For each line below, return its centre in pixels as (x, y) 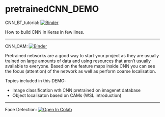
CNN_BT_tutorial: (22, 23)
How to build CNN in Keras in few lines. (45, 32)
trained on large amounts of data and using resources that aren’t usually (78, 61)
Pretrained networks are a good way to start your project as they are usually (82, 55)
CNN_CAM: (16, 46)
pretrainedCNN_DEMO (52, 9)
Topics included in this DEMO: (36, 81)
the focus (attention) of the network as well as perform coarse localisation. (81, 71)
